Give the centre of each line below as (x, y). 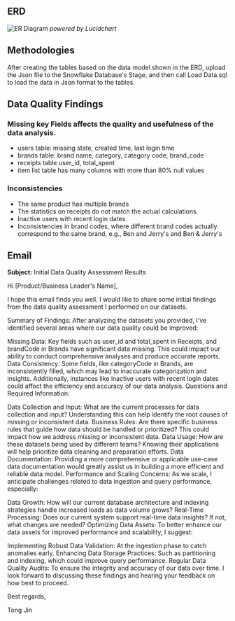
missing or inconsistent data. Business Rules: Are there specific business (113, 422)
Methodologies (41, 51)
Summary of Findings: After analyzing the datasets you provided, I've (107, 321)
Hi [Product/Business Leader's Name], (63, 286)
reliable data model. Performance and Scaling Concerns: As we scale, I (109, 474)
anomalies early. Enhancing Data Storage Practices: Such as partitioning (111, 553)
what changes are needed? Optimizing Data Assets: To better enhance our (115, 525)
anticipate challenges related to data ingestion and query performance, (110, 482)
